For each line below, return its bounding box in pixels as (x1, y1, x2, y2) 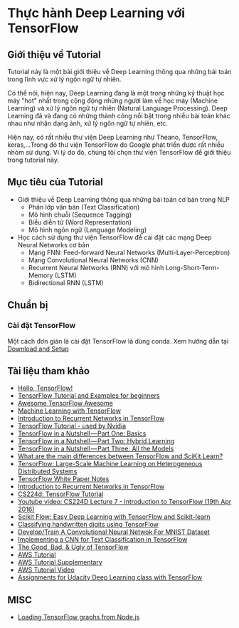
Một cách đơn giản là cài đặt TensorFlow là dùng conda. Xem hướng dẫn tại (7, 336, 229, 345)
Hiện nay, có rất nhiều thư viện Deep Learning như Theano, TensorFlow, (7, 133, 218, 141)
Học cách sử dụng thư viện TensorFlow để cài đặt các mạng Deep (17, 233, 212, 242)
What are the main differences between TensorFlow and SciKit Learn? (17, 452, 223, 460)
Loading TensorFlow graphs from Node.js (17, 613, 140, 622)
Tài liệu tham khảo (7, 365, 90, 377)
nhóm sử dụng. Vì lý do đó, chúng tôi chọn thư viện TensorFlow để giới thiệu (7, 148, 231, 156)
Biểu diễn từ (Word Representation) (28, 217, 132, 226)
